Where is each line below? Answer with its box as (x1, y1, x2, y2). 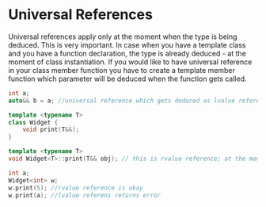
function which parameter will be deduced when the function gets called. (8, 74, 247, 83)
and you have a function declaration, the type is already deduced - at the (8, 48, 247, 58)
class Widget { (8, 118, 59, 126)
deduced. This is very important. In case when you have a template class (8, 40, 246, 49)
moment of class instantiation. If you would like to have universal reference (8, 57, 253, 67)
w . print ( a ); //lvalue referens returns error (8, 191, 161, 199)
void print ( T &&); (22, 125, 80, 134)
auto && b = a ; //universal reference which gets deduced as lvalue (8, 97, 236, 105)
